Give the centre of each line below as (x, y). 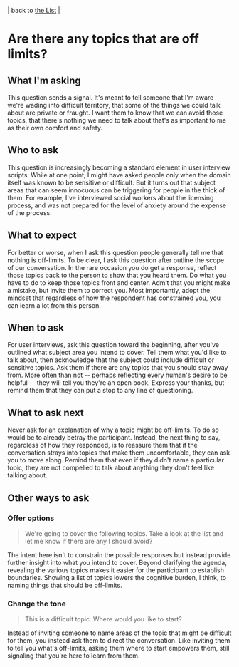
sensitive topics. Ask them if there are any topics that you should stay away (118, 368)
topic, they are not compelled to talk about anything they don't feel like (111, 468)
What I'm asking (44, 80)
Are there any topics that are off (103, 39)
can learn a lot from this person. (54, 305)
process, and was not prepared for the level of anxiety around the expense (117, 205)
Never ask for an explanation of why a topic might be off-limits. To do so (113, 430)
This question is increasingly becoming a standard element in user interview (119, 167)
